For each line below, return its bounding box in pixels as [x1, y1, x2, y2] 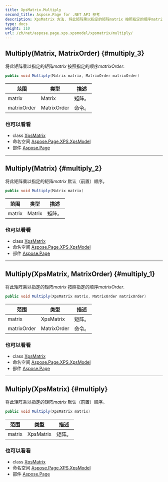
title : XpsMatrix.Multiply [5, 7, 61, 13]
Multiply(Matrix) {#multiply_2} [5, 164, 102, 173]
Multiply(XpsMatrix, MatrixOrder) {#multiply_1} [5, 270, 155, 278]
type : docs [5, 21, 28, 27]
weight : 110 [5, 26, 30, 31]
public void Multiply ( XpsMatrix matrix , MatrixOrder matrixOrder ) [5, 294, 146, 299]
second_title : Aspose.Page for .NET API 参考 [5, 12, 100, 17]
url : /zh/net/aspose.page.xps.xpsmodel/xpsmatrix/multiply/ [5, 31, 133, 36]
